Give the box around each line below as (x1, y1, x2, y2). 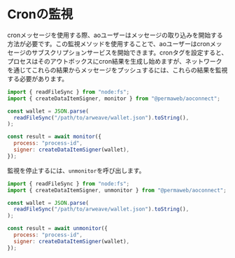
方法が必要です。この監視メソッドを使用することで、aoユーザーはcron (7, 39, 211, 48)
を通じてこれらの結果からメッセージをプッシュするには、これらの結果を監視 (7, 66, 228, 74)
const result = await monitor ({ (7, 134, 101, 141)
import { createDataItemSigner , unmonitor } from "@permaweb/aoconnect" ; (7, 187, 227, 194)
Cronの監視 (7, 6, 73, 22)
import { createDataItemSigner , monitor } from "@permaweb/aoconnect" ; (7, 95, 220, 102)
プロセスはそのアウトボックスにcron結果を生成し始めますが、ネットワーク (7, 57, 222, 65)
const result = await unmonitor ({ (7, 225, 108, 232)
